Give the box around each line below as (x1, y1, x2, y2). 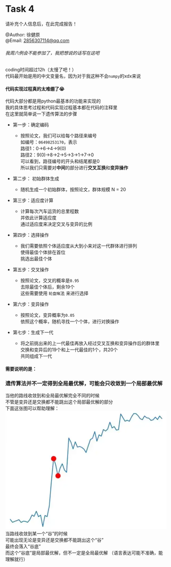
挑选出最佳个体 (20, 256, 52, 262)
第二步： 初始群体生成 (12, 175, 59, 182)
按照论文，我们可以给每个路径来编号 (20, 133, 97, 139)
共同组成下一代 (20, 353, 52, 359)
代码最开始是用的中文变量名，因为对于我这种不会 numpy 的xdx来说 (5, 73, 141, 79)
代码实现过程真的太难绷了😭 (5, 86, 65, 92)
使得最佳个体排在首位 (20, 249, 66, 255)
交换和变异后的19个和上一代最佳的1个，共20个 (20, 347, 118, 353)
